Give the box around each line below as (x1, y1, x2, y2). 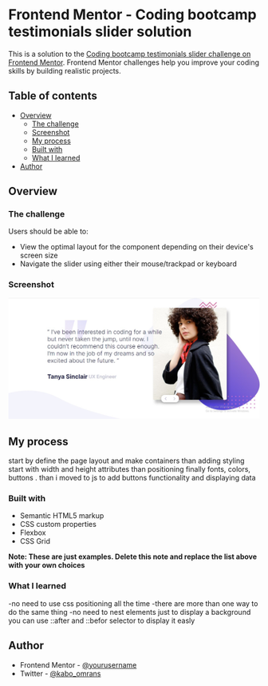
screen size (19, 250, 58, 261)
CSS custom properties (19, 520, 97, 529)
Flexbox (19, 528, 46, 537)
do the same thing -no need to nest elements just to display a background (8, 607, 251, 616)
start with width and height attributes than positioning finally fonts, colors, (8, 465, 251, 474)
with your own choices (8, 560, 85, 570)
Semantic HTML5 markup (19, 511, 104, 520)
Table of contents (8, 90, 97, 103)
